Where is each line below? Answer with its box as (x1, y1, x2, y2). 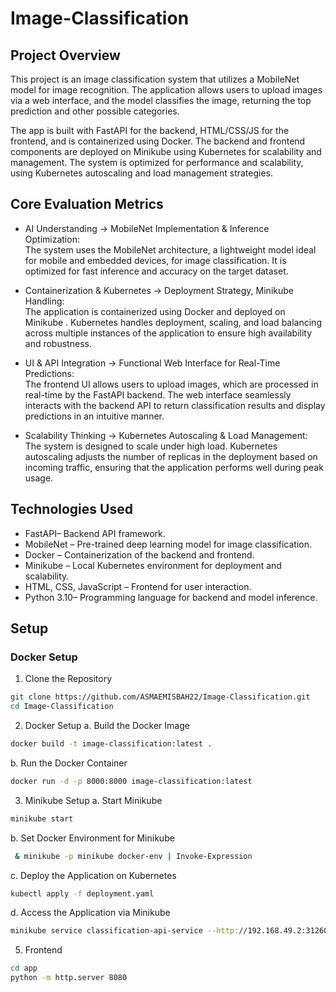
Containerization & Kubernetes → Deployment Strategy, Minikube (24, 284, 294, 296)
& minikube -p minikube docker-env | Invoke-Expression (14, 851, 253, 861)
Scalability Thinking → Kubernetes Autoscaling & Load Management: (24, 429, 308, 441)
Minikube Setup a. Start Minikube (24, 794, 163, 806)
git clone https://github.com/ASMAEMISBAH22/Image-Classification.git (10, 692, 311, 702)
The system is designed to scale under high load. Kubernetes (24, 440, 278, 452)
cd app (10, 963, 38, 974)
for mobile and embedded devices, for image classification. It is (24, 254, 287, 266)
